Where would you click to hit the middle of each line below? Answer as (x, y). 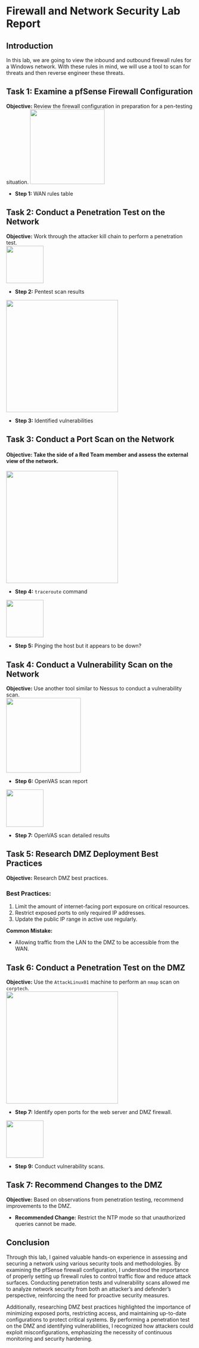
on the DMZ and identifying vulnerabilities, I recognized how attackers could (100, 1326)
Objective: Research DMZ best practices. (57, 878)
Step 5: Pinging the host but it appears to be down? (78, 646)
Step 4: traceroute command (51, 592)
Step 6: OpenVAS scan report (51, 781)
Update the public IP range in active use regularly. (76, 919)
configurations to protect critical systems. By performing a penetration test (98, 1319)
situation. (18, 182)
